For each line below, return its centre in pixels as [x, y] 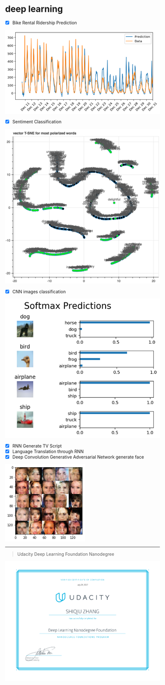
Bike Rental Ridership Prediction [44, 23]
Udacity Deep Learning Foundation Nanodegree [66, 554]
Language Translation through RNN [48, 451]
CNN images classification [39, 292]
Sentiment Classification [37, 121]
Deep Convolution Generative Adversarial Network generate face [78, 457]
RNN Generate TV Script [37, 446]
